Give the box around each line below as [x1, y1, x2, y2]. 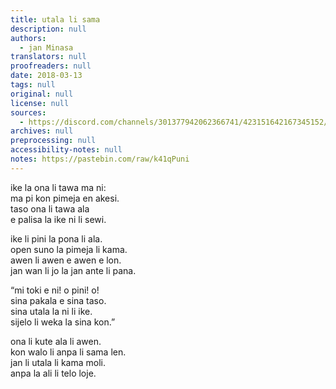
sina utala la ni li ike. [10, 305, 93, 317]
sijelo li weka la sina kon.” [10, 316, 116, 328]
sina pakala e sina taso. [10, 294, 107, 306]
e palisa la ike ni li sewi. [10, 213, 107, 225]
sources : [10, 107, 47, 118]
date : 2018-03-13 [10, 71, 83, 81]
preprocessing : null [10, 136, 97, 146]
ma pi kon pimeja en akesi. [10, 192, 120, 204]
